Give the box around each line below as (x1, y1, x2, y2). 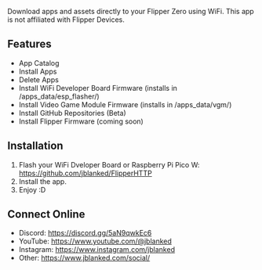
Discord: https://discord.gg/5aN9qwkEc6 (18, 229, 152, 238)
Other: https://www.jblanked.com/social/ (18, 254, 151, 263)
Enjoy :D (18, 185, 46, 194)
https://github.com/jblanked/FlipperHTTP (18, 168, 152, 178)
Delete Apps (18, 74, 60, 85)
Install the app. (18, 176, 67, 186)
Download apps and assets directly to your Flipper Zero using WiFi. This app (7, 7, 254, 16)
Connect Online (7, 207, 86, 221)
